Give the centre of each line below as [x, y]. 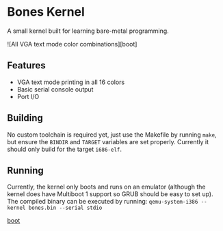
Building [25, 118]
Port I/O [28, 96]
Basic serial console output [55, 89]
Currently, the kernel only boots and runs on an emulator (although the [106, 187]
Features [26, 66]
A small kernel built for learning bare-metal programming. [88, 31]
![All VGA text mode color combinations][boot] [72, 44]
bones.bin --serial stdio [65, 208]
